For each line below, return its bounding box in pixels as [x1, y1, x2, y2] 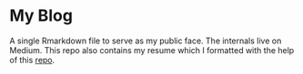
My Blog [9, 5, 73, 26]
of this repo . [9, 54, 56, 65]
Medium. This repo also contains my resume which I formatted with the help [9, 44, 295, 55]
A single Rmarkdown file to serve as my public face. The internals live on [9, 35, 282, 46]
